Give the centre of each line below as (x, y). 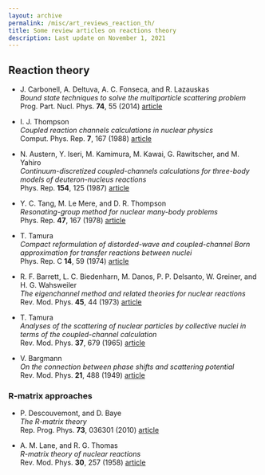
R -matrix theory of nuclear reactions (80, 454)
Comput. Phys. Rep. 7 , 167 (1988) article (85, 139)
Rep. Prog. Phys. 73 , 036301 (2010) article (89, 430)
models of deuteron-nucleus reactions (83, 179)
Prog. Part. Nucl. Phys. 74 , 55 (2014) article (91, 106)
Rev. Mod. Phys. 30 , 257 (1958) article (83, 462)
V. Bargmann (41, 359)
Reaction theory (49, 70)
